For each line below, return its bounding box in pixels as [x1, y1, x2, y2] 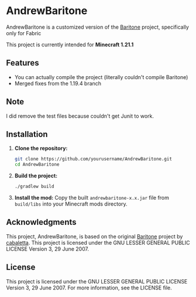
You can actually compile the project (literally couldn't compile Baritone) [14, 73, 188, 80]
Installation [6, 129, 48, 139]
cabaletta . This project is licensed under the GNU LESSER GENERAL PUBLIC [6, 239, 190, 246]
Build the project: [14, 172, 57, 179]
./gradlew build [14, 183, 54, 190]
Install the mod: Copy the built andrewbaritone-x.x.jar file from [14, 194, 170, 201]
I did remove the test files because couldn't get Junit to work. [6, 112, 154, 120]
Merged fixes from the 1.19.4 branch [14, 80, 101, 87]
